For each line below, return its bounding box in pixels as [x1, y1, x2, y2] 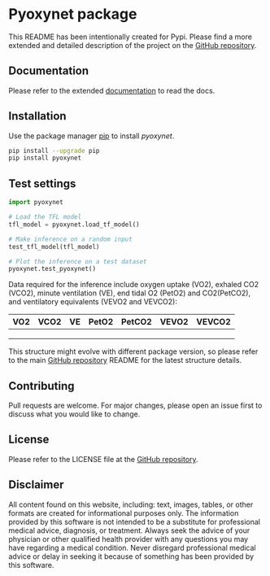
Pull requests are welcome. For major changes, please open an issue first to [8, 400, 263, 411]
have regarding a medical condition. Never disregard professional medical [8, 543, 256, 552]
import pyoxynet [8, 199, 63, 207]
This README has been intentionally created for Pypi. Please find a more [8, 32, 252, 41]
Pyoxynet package [8, 5, 137, 24]
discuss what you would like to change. [8, 409, 141, 419]
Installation [8, 109, 67, 123]
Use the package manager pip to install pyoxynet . [8, 131, 175, 141]
